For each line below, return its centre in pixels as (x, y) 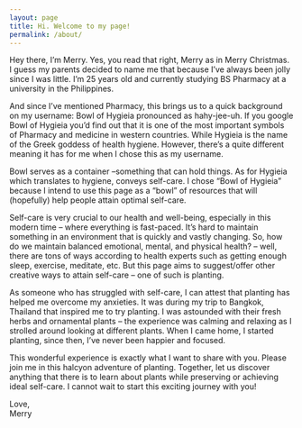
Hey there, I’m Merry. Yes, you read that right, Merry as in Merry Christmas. (150, 60)
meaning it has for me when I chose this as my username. (116, 154)
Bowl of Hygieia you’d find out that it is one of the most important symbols (147, 125)
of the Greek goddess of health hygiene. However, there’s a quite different (147, 144)
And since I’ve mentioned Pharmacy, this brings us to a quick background (146, 106)
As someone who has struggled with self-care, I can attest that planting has (150, 293)
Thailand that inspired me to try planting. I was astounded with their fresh (146, 312)
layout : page (34, 18)
